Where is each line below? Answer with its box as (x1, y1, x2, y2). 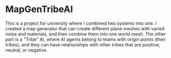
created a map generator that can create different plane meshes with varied (5, 25, 165, 31)
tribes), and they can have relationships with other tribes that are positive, (5, 41, 161, 47)
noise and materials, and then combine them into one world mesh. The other (5, 31, 166, 37)
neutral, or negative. (5, 47, 48, 53)
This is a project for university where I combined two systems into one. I (5, 20, 157, 26)
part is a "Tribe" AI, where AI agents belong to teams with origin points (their (5, 36, 166, 42)
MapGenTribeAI (5, 4, 73, 15)
